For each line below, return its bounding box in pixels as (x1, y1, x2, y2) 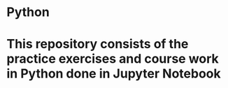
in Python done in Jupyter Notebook (6, 66, 221, 82)
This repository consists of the (6, 36, 189, 52)
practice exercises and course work (6, 51, 220, 67)
